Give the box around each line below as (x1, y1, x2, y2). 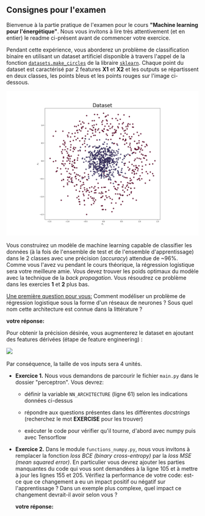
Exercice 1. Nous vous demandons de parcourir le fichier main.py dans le (15, 372, 199, 379)
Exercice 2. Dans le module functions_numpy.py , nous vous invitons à (15, 445, 190, 452)
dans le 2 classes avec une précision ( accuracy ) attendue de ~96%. (6, 254, 178, 262)
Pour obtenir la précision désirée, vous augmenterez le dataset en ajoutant (6, 329, 194, 336)
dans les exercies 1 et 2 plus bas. (6, 280, 90, 288)
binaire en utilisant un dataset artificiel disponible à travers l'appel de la (6, 52, 185, 60)
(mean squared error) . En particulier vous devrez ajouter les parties (15, 458, 185, 466)
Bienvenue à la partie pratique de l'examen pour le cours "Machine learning (6, 21, 198, 28)
